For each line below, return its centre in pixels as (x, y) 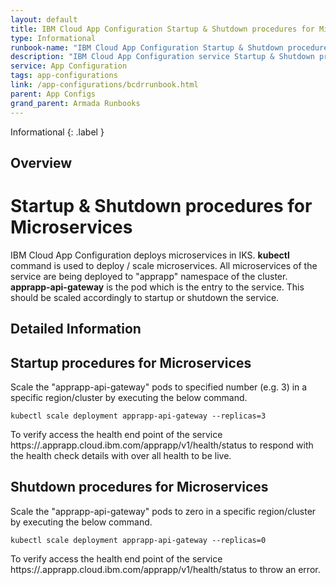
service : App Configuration (69, 66)
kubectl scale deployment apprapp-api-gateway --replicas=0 (138, 540)
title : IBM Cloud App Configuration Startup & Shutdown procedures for (162, 29)
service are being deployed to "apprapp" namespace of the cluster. (149, 276)
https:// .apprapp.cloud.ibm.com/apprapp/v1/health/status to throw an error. (165, 569)
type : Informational (53, 38)
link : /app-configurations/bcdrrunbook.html (104, 85)
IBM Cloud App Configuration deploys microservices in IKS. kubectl (150, 255)
